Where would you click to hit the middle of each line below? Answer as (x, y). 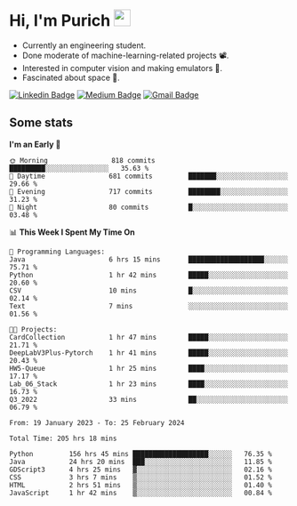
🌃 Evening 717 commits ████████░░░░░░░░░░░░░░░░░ (149, 191)
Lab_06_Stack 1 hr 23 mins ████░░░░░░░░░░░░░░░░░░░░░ (149, 384)
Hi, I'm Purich (60, 21)
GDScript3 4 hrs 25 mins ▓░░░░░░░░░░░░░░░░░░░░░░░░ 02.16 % (141, 470)
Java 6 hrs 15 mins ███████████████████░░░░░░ (149, 259)
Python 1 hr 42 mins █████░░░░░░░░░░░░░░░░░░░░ (149, 275)
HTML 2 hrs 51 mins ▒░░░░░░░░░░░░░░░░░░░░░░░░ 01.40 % (141, 485)
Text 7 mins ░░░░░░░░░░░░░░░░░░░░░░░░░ (149, 306)
